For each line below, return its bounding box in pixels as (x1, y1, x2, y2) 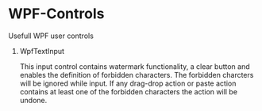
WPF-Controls (8, 5, 105, 23)
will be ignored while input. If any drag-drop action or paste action (19, 78, 237, 88)
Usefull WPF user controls (8, 31, 94, 40)
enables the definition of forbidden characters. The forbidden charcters (19, 70, 254, 79)
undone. (19, 95, 48, 105)
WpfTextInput (19, 46, 65, 55)
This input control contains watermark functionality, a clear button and (19, 61, 250, 71)
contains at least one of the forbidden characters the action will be (19, 86, 238, 96)
